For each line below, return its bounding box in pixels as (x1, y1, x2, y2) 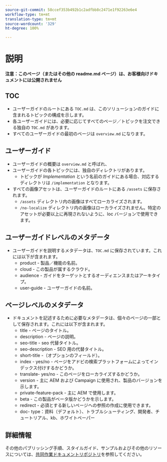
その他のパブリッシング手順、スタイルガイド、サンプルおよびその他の (5, 445, 149, 451)
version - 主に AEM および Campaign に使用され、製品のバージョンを (19, 378, 163, 384)
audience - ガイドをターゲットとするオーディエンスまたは (19, 272, 139, 278)
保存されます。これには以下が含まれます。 (21, 321, 108, 327)
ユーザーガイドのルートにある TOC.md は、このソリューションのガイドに (12, 105, 160, 111)
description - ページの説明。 (19, 334, 78, 340)
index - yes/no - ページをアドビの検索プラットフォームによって (19, 359, 150, 365)
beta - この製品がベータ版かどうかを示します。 (19, 396, 116, 402)
